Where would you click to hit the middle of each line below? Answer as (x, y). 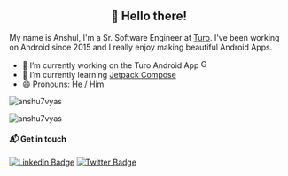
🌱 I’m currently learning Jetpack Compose (99, 74)
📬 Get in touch (38, 139)
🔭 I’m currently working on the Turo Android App (110, 65)
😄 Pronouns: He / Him (63, 84)
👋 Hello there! (149, 16)
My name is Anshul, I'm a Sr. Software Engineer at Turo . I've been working (144, 37)
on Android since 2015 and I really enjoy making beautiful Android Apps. (141, 47)
